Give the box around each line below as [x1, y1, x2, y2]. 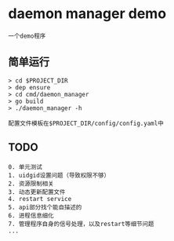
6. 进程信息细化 [8, 211, 54, 220]
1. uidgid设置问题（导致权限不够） [8, 171, 111, 179]
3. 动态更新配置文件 [8, 188, 66, 196]
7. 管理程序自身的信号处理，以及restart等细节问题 [8, 220, 154, 228]
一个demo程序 [8, 32, 46, 40]
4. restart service [8, 195, 72, 203]
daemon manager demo [8, 5, 167, 23]
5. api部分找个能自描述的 [8, 203, 82, 211]
